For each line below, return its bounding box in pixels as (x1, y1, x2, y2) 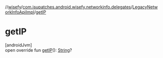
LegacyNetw (132, 4, 158, 10)
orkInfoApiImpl (5, 9, 34, 15)
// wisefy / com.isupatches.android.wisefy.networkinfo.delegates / (5, 4, 133, 10)
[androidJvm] (5, 42, 33, 48)
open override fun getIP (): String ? (5, 47, 72, 53)
